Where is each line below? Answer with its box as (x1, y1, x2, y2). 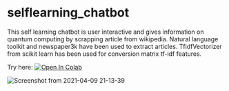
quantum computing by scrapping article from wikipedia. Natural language (7, 34, 219, 43)
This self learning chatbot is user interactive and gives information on (7, 28, 204, 36)
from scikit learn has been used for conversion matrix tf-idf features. (7, 50, 202, 58)
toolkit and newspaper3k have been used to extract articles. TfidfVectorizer (7, 42, 222, 50)
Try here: (7, 63, 33, 71)
